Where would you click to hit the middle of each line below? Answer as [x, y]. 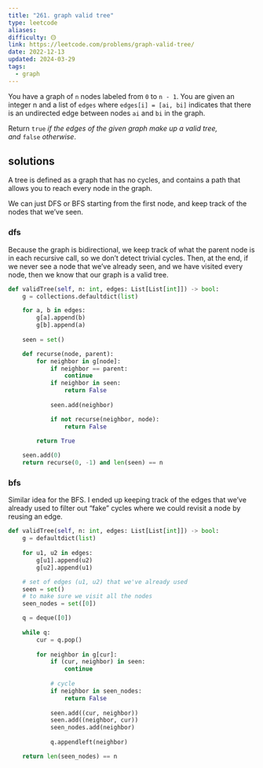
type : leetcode [33, 23]
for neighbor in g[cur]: [77, 654]
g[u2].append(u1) [64, 568]
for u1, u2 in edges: [57, 553]
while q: [37, 632]
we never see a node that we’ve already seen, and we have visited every [126, 266]
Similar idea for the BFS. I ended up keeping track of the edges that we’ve [128, 500]
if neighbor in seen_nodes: [96, 691]
